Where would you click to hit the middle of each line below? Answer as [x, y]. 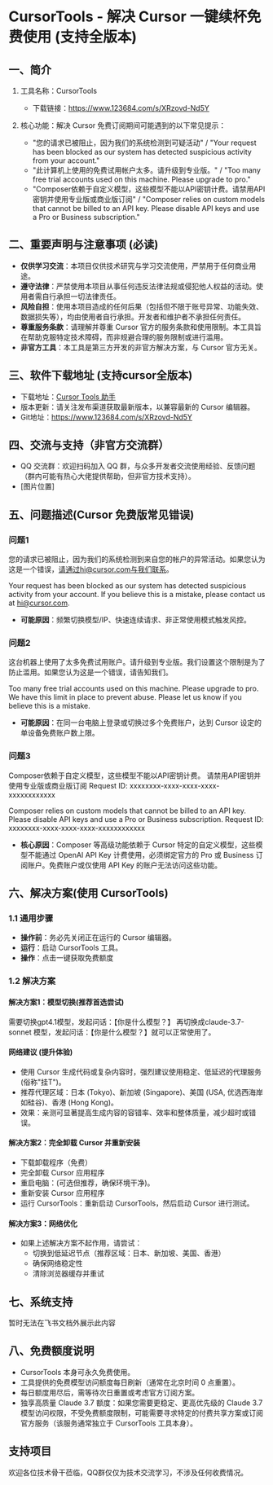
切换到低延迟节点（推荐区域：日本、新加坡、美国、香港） [129, 1253]
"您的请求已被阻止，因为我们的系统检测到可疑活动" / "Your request [144, 143]
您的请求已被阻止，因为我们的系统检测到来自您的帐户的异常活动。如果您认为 [137, 560]
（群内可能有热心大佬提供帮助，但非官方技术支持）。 [108, 477]
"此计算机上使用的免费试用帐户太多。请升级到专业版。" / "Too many [146, 170]
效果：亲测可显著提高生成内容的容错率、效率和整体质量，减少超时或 [134, 1112]
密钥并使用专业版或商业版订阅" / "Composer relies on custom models [149, 199]
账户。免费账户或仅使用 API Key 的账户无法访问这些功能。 [125, 865]
